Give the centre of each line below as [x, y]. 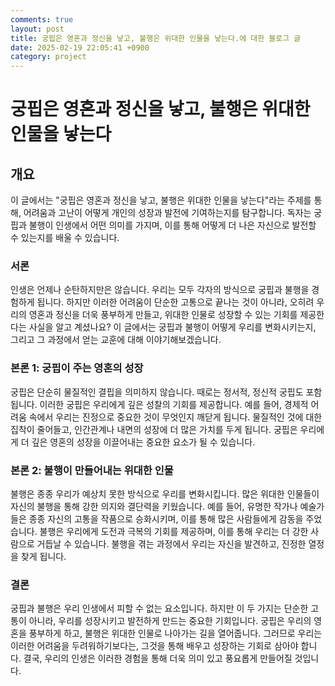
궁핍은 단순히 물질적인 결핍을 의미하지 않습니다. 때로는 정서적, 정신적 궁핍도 [157, 392]
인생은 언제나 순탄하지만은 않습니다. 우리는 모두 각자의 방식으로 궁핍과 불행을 [160, 290]
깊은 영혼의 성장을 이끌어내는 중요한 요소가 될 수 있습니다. [143, 442]
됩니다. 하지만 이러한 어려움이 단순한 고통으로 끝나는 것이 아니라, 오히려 [175, 302]
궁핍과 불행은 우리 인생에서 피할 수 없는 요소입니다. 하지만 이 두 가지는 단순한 [159, 608]
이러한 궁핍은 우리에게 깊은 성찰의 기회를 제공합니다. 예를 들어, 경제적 [174, 404]
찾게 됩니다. [43, 557]
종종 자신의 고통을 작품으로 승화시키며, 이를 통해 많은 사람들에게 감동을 [166, 519]
